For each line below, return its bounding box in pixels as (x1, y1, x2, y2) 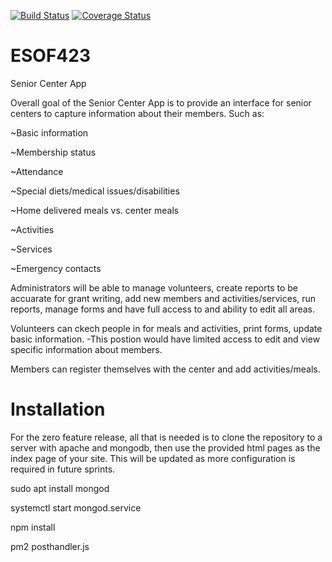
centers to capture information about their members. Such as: (10, 107, 265, 119)
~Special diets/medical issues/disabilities (10, 185, 180, 197)
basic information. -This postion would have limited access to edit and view (10, 333, 321, 345)
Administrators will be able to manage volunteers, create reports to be (10, 281, 298, 294)
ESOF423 (10, 45, 91, 67)
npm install (10, 521, 56, 533)
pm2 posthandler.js (10, 540, 90, 552)
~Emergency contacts (10, 262, 102, 274)
